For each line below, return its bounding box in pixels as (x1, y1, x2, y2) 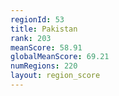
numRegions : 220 (10, 61, 78, 71)
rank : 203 (10, 33, 52, 43)
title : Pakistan (10, 24, 78, 34)
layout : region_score (10, 71, 101, 81)
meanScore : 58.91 (10, 42, 83, 53)
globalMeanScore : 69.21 (10, 52, 110, 62)
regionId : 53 (10, 14, 65, 25)
